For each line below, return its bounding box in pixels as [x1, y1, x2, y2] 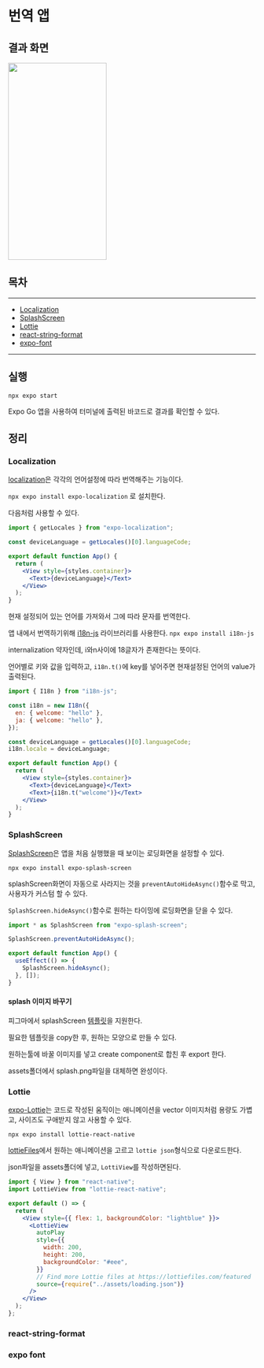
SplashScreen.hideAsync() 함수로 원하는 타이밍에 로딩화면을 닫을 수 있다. [8, 905, 233, 915]
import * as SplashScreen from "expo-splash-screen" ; [8, 921, 189, 929]
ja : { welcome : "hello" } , [15, 716, 104, 724]
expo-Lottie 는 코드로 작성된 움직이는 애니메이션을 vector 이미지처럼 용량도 [8, 1105, 238, 1115]
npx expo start [8, 392, 58, 400]
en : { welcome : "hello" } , [15, 708, 104, 717]
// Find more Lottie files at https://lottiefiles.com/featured [36, 1273, 251, 1281]
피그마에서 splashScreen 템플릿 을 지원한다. [8, 1016, 143, 1025]
